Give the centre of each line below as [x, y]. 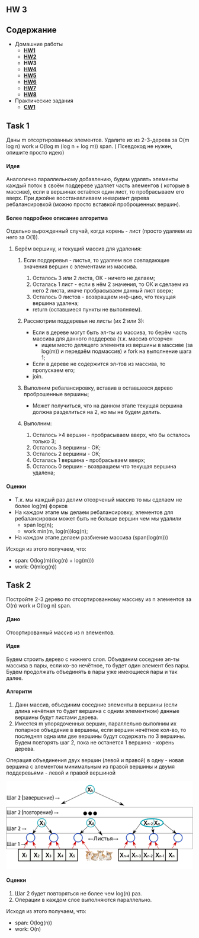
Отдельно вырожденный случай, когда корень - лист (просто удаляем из [99, 231]
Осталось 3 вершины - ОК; [66, 448]
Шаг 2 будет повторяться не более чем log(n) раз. [78, 893]
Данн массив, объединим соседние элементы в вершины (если [96, 705]
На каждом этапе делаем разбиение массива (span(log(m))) [92, 537]
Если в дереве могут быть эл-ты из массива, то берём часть [110, 333]
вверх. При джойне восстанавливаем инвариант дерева [78, 198]
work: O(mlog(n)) [36, 566]
